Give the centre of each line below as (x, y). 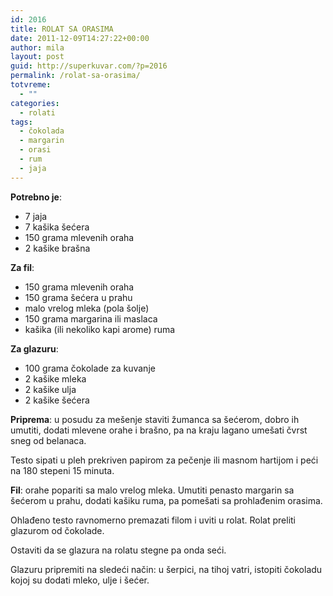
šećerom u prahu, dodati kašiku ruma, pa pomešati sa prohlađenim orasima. (166, 500)
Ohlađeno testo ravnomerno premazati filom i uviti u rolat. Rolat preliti (153, 520)
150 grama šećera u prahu (78, 297)
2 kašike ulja (50, 389)
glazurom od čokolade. (57, 530)
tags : (21, 122)
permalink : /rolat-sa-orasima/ (75, 76)
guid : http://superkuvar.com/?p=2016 (89, 66)
